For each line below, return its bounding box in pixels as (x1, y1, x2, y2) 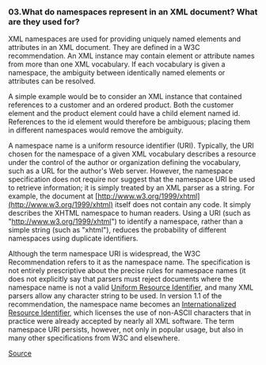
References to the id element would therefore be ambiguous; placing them (8, 117, 251, 127)
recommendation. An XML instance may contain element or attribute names (8, 51, 255, 61)
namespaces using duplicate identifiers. (8, 233, 139, 244)
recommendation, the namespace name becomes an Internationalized (8, 300, 237, 309)
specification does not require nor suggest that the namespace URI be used (8, 175, 256, 184)
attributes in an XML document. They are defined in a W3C (8, 43, 200, 52)
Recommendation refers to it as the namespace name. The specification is (8, 257, 251, 267)
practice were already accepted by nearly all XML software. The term (8, 317, 235, 326)
